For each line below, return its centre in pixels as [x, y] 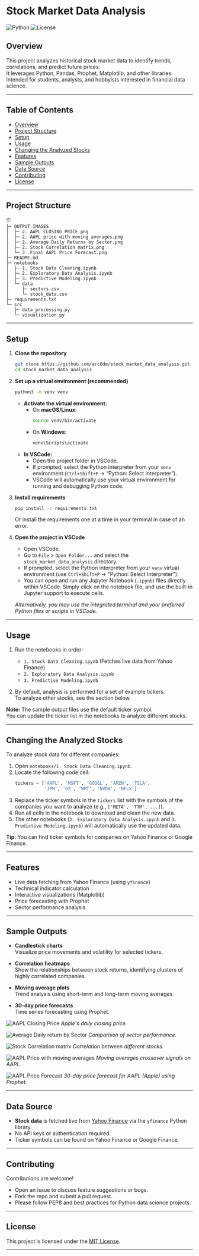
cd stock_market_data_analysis [53, 370]
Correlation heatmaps [42, 964]
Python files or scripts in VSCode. [56, 611]
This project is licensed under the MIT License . [63, 1241]
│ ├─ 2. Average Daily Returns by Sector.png [65, 242]
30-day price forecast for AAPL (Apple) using [119, 1076]
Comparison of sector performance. [132, 1035]
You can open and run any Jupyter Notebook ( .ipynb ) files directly [105, 581]
